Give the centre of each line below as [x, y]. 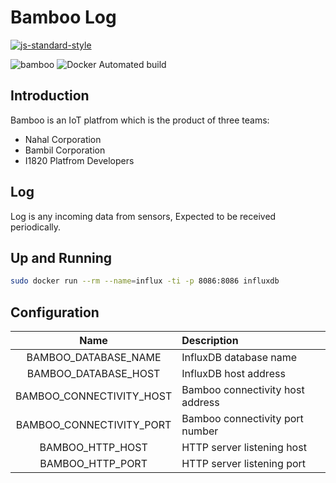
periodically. [36, 227]
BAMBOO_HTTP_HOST [93, 448]
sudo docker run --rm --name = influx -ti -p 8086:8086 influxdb [145, 281]
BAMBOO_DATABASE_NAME [94, 358]
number [200, 431]
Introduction [50, 96]
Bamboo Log [63, 17]
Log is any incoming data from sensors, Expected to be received [143, 216]
